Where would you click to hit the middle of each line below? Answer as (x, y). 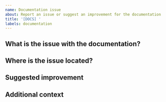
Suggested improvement (44, 78)
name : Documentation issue (33, 10)
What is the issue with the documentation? (73, 44)
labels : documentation (29, 24)
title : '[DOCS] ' (23, 19)
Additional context (34, 94)
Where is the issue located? (49, 61)
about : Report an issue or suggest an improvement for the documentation (83, 14)
